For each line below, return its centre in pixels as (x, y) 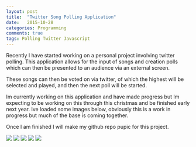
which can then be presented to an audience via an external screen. (88, 68)
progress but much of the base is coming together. (67, 115)
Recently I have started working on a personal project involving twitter (90, 55)
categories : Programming (36, 28)
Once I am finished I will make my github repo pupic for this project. (87, 127)
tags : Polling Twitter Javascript (48, 39)
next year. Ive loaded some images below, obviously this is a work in (88, 109)
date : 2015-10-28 (30, 22)
